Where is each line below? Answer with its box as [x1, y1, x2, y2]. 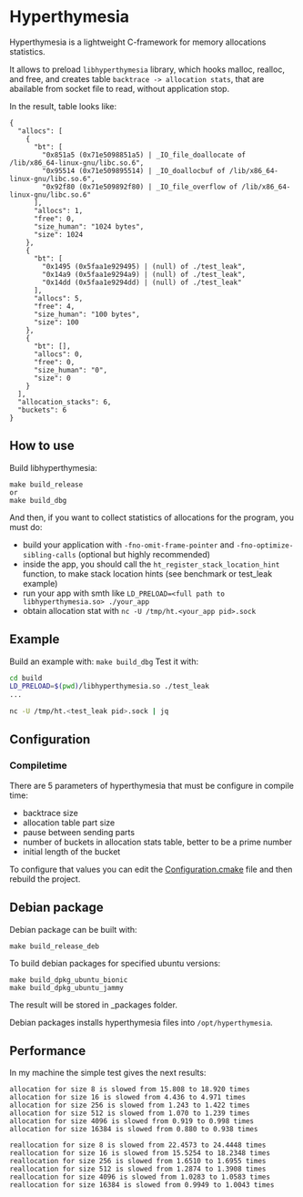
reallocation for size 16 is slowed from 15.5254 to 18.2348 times [9, 1149, 271, 1158]
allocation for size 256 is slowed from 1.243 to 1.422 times [9, 1100, 250, 1110]
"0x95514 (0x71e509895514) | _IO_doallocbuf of [42, 166, 226, 175]
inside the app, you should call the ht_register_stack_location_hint [22, 558, 280, 569]
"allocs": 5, [33, 293, 84, 302]
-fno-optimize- [236, 540, 294, 550]
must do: [9, 521, 43, 532]
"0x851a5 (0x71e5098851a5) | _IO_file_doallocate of [42, 150, 247, 159]
